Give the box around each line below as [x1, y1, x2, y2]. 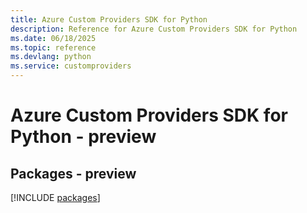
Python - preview [10, 126, 157, 148]
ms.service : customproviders [10, 61, 132, 71]
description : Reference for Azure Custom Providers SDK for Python [10, 24, 298, 34]
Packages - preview [10, 165, 137, 182]
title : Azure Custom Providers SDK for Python [10, 14, 208, 25]
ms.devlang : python [10, 52, 92, 62]
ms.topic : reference [10, 42, 97, 53]
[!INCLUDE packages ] [10, 192, 101, 203]
